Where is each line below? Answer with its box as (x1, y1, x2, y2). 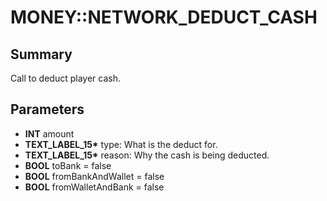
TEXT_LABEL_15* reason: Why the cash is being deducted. (24, 149, 270, 161)
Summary (10, 46, 73, 63)
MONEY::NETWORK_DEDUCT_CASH (10, 6, 318, 29)
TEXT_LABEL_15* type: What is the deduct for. (24, 138, 218, 150)
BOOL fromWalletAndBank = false (24, 181, 165, 193)
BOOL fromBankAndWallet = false (24, 170, 165, 182)
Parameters (10, 101, 85, 118)
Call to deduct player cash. (10, 72, 121, 84)
